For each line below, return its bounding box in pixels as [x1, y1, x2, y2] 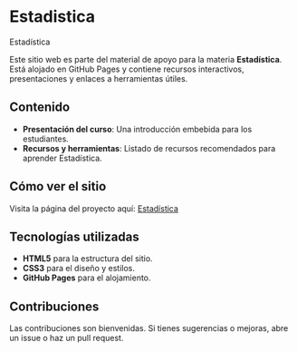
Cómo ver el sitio [9, 179, 107, 194]
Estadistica [9, 6, 96, 27]
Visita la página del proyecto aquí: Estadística [9, 202, 179, 214]
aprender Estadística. [22, 152, 102, 163]
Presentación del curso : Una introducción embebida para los [22, 123, 253, 134]
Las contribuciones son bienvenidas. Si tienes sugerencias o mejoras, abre [9, 323, 289, 334]
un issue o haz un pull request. [9, 333, 124, 344]
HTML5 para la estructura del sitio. [22, 253, 153, 264]
